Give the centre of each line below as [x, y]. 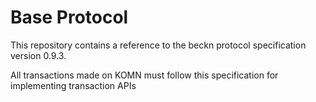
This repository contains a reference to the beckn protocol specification [158, 45]
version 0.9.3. [38, 55]
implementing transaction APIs [73, 85]
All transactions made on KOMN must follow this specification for [144, 75]
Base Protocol [69, 17]
